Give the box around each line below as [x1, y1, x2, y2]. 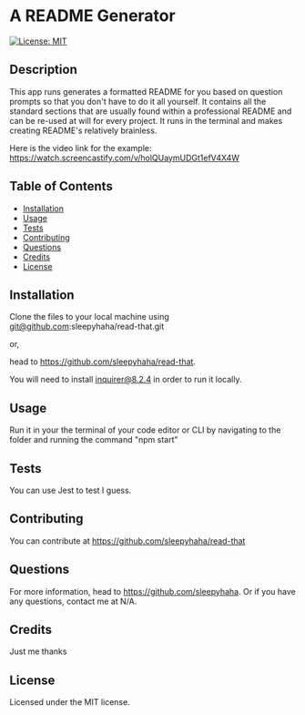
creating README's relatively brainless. [9, 125, 158, 136]
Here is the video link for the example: [9, 142, 152, 153]
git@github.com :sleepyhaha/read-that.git [9, 321, 165, 332]
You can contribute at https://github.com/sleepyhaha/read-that [9, 535, 246, 546]
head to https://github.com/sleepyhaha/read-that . [9, 356, 196, 367]
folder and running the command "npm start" [9, 434, 178, 445]
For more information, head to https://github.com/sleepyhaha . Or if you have [9, 586, 296, 597]
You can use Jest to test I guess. [9, 485, 132, 495]
